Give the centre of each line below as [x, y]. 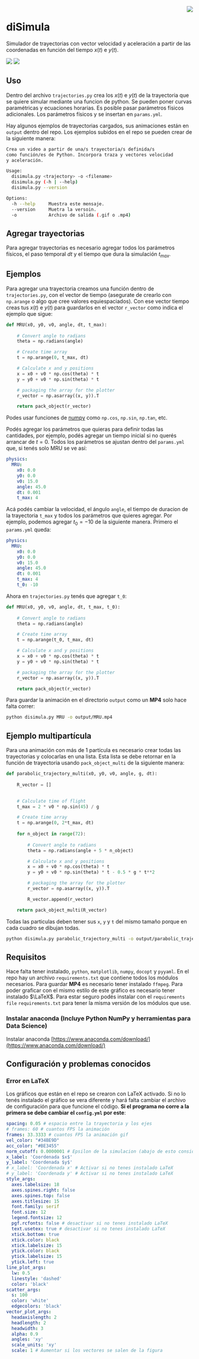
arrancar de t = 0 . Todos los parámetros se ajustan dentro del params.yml [95, 442]
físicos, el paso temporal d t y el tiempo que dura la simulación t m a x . [89, 255]
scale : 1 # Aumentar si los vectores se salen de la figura [87, 1351]
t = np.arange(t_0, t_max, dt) [55, 640]
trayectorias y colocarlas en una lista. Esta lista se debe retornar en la [91, 757]
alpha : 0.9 [25, 1334]
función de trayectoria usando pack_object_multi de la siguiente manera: [95, 763]
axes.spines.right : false [44, 1190]
